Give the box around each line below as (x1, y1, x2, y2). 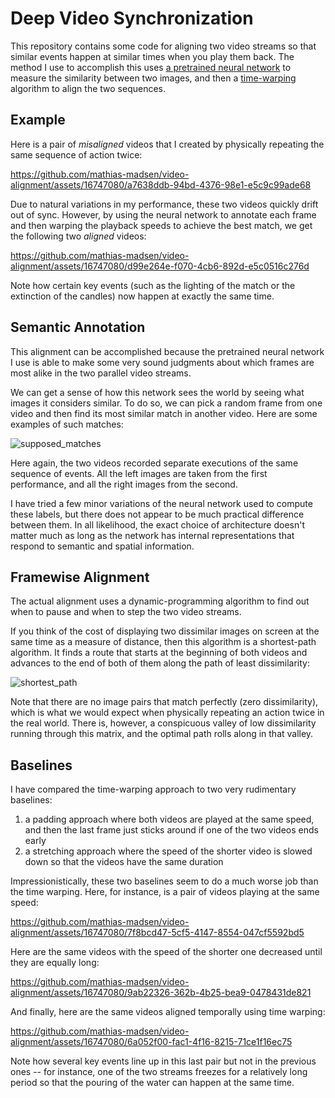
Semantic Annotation (10, 319, 146, 336)
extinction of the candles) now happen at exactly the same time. (10, 290, 275, 302)
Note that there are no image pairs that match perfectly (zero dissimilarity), (10, 696, 319, 708)
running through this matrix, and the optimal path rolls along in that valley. (10, 728, 314, 740)
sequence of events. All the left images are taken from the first (10, 467, 268, 479)
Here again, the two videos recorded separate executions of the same (10, 457, 299, 469)
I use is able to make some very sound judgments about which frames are (10, 356, 315, 368)
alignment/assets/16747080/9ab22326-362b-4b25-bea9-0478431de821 (10, 987, 312, 999)
